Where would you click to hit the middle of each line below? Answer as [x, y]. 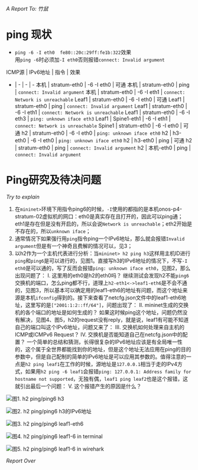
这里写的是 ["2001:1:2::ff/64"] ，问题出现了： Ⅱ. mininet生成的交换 [107, 305]
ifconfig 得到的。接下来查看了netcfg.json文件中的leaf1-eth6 [108, 298]
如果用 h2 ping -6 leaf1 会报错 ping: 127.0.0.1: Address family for [108, 371]
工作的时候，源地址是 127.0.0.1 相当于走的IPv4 [121, 364]
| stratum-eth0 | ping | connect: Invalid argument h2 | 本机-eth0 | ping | [103, 148]
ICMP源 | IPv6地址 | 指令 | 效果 [43, 72]
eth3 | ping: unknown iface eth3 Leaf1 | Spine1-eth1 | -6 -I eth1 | [92, 118]
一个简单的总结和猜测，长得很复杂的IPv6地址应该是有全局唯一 [102, 342]
